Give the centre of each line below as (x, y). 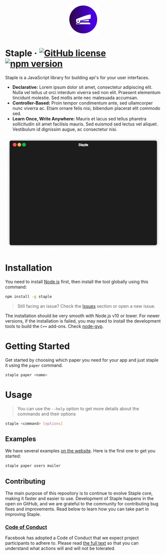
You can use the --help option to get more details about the (78, 408)
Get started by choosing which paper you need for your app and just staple (82, 360)
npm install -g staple (28, 296)
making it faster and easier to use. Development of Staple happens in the (80, 498)
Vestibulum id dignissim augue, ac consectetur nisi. (65, 129)
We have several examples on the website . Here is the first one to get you (80, 451)
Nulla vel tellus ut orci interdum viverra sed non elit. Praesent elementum (86, 92)
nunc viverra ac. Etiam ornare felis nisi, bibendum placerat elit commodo (86, 108)
